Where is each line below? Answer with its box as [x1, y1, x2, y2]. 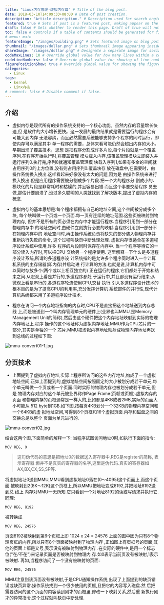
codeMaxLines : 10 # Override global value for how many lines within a [5, 52, 154, 58]
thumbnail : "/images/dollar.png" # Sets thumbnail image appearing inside [5, 44, 161, 48]
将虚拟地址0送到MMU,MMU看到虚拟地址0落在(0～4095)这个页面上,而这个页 [5, 477, 158, 483]
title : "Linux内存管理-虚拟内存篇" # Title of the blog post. [5, 7, 128, 12]
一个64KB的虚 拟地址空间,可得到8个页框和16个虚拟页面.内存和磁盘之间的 [12, 409, 159, 414]
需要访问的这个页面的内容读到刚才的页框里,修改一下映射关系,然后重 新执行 [5, 589, 155, 594]
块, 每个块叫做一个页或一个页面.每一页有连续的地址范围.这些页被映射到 [12, 213, 154, 218]
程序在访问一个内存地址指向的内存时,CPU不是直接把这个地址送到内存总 [12, 302, 155, 309]
